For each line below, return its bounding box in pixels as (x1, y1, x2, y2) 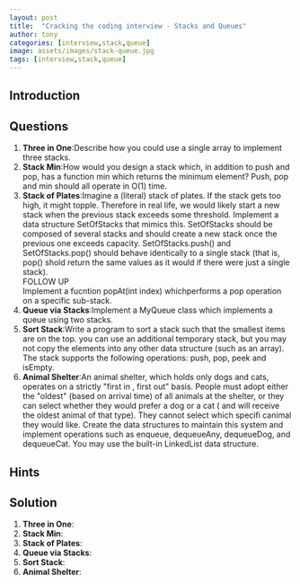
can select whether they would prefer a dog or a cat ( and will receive (22, 401, 280, 411)
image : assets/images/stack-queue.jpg (9, 47, 154, 56)
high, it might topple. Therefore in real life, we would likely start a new (22, 199, 280, 211)
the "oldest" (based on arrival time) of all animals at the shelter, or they (22, 391, 285, 402)
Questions (9, 119, 69, 134)
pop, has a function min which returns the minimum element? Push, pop (22, 172, 289, 182)
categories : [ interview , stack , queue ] (9, 38, 151, 48)
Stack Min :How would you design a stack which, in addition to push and (22, 162, 290, 173)
